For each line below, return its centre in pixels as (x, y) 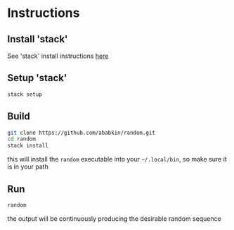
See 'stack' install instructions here (58, 56)
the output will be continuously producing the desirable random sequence (114, 218)
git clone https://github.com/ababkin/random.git (82, 133)
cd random (22, 139)
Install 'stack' (38, 39)
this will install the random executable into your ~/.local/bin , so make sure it (117, 159)
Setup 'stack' (37, 78)
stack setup (25, 94)
